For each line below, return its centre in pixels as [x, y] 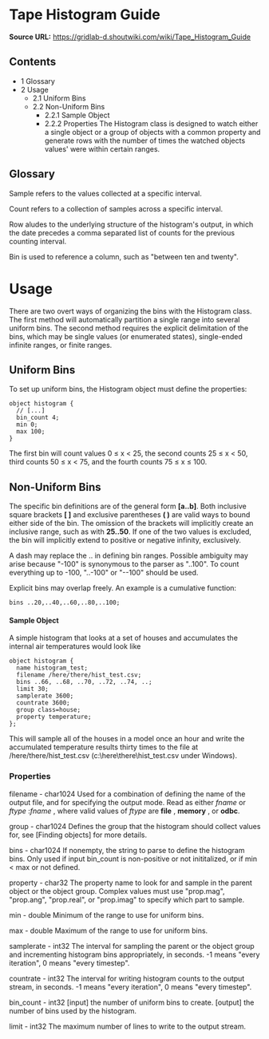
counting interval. [38, 241]
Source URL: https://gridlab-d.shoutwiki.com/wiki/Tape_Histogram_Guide [130, 37]
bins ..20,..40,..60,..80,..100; [65, 603]
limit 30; [32, 689]
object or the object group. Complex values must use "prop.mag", [117, 891]
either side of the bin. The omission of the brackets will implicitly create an [131, 523]
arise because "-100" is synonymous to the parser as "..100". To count [124, 564]
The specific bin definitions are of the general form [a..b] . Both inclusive [128, 506]
